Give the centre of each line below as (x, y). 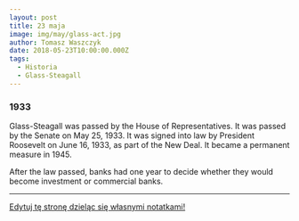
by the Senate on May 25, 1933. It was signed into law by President (132, 135)
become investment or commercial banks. (86, 181)
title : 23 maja (37, 26)
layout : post (33, 17)
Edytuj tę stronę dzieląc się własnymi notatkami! (97, 207)
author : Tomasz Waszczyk (55, 42)
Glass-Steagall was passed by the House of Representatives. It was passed (148, 127)
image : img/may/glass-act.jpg (65, 34)
